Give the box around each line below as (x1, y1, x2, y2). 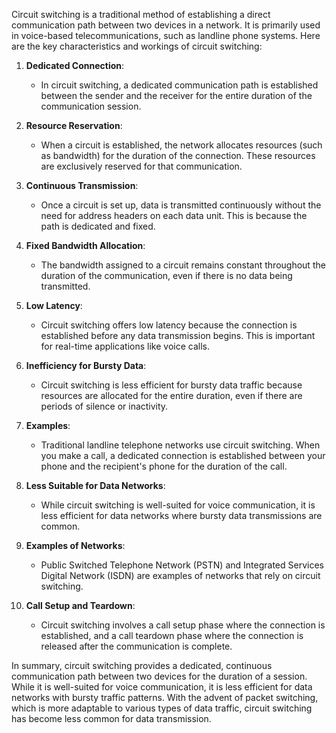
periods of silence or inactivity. (40, 400, 169, 412)
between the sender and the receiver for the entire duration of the (40, 90, 313, 101)
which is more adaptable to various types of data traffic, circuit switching (11, 702, 313, 714)
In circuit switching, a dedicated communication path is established (40, 79, 319, 91)
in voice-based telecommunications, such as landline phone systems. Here (11, 30, 321, 41)
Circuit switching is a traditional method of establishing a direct (11, 9, 271, 20)
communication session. (40, 100, 142, 112)
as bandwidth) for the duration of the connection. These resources (40, 150, 316, 161)
